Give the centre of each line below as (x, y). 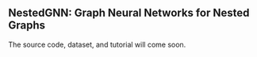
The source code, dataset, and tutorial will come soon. (97, 44)
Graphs (27, 26)
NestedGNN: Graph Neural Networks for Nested (129, 13)
